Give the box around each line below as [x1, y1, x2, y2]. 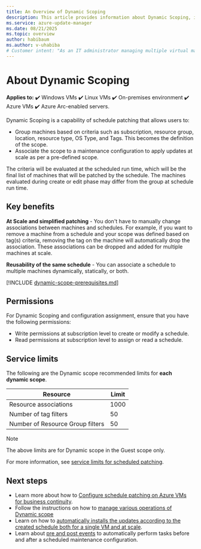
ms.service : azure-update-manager [6, 20, 93, 26]
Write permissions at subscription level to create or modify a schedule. [14, 330, 190, 337]
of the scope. [14, 141, 48, 148]
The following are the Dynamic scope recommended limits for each [6, 369, 172, 377]
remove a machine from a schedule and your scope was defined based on [6, 230, 190, 237]
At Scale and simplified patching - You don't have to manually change [6, 217, 181, 225]
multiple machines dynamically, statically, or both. [6, 267, 129, 274]
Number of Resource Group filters [9, 420, 105, 428]
